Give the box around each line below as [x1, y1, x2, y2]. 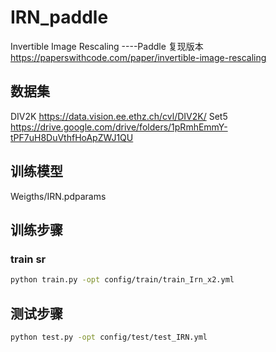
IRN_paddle [10, 6, 109, 29]
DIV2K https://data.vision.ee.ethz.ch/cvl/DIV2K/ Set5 [10, 110, 228, 122]
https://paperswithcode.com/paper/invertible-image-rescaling [10, 51, 267, 63]
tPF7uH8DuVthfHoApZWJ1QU [10, 131, 134, 143]
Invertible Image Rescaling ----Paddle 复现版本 [10, 40, 204, 52]
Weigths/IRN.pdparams [10, 190, 107, 202]
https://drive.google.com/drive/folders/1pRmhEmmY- [10, 121, 228, 133]
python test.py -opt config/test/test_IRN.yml [10, 332, 208, 342]
